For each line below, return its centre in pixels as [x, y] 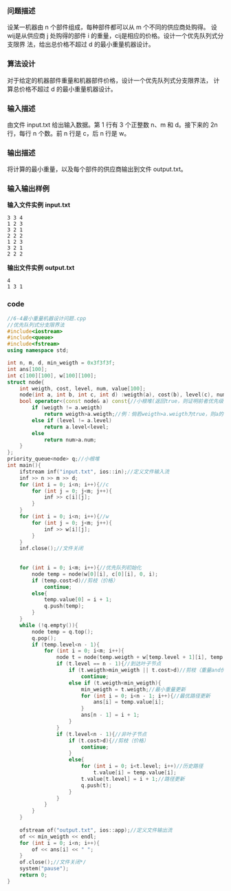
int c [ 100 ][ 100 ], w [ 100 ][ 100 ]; [52, 376]
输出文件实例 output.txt [41, 268]
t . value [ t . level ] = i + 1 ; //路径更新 [133, 779]
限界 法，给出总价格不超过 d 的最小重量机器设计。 [84, 44]
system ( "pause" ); [44, 869]
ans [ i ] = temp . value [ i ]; [129, 702]
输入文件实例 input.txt [39, 205]
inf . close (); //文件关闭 [52, 549]
